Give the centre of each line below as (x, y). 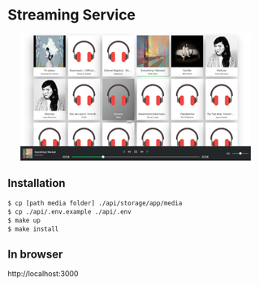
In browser (35, 254)
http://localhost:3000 (43, 274)
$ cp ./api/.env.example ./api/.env (69, 212)
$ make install (33, 229)
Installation (37, 183)
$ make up (24, 220)
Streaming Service (71, 15)
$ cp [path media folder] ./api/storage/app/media (95, 203)
